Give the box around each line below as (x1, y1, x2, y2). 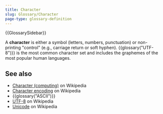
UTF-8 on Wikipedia (12, 98, 53, 104)
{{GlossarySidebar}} (5, 30, 47, 36)
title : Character (5, 7, 41, 12)
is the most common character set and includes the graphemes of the (16, 50, 159, 56)
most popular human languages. (5, 55, 71, 61)
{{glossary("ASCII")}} (12, 93, 56, 99)
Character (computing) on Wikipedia (12, 82, 86, 89)
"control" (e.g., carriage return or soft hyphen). (22, 45, 118, 51)
